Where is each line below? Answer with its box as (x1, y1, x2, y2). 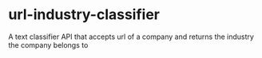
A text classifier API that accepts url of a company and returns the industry (8, 32, 254, 41)
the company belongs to (8, 40, 89, 49)
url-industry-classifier (8, 6, 160, 24)
